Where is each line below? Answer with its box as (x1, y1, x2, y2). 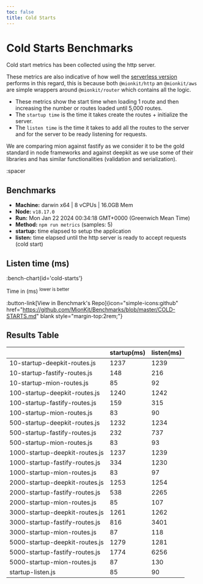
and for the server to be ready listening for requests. (15, 131, 147, 138)
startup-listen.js (9, 567, 56, 576)
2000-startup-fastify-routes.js (9, 488, 101, 496)
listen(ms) (151, 348, 182, 357)
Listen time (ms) (6, 258, 70, 268)
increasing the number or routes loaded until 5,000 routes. (15, 105, 163, 112)
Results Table (6, 330, 59, 341)
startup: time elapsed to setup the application (15, 227, 131, 235)
